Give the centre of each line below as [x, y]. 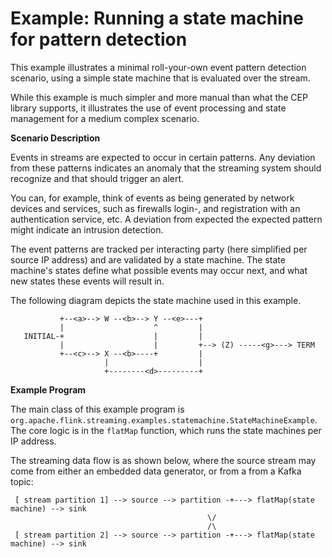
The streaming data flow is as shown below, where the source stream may [163, 460]
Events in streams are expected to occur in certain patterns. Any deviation [163, 157]
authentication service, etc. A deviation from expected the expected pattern [166, 219]
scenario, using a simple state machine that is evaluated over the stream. [160, 78]
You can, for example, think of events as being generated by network [152, 198]
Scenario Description [55, 138]
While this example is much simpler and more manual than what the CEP [159, 97]
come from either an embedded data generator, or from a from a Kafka [156, 471]
